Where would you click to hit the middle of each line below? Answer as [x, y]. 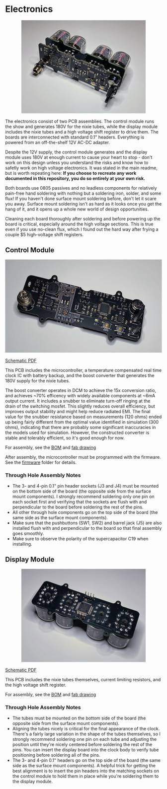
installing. [22, 544]
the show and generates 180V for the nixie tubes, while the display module [82, 126]
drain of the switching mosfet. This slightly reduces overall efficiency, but [80, 406]
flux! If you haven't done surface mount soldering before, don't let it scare [81, 198]
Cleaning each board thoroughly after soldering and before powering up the [83, 218]
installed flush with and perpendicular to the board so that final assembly [87, 528]
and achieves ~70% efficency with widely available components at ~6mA [80, 395]
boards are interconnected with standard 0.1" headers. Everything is [75, 137]
